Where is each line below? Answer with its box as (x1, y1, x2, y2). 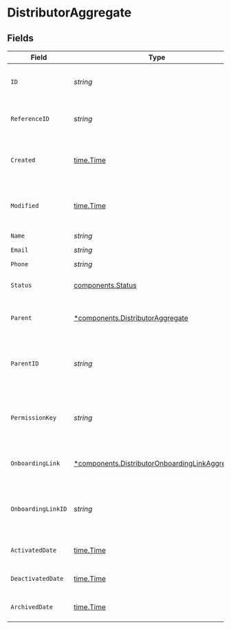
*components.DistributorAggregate (73, 313, 188, 323)
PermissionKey (10, 414, 57, 421)
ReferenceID (10, 115, 50, 122)
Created (10, 156, 36, 164)
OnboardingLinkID (10, 505, 67, 513)
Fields (7, 32, 34, 44)
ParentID (10, 360, 39, 367)
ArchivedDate (10, 604, 54, 610)
